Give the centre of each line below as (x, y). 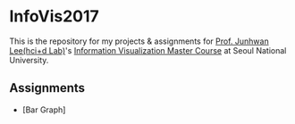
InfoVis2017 (55, 17)
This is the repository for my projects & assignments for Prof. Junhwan (139, 41)
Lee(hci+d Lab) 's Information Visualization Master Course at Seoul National (148, 50)
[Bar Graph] (44, 110)
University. (29, 60)
